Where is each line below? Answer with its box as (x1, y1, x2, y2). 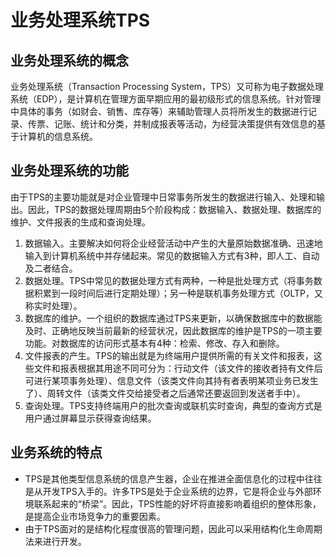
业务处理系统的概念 (10, 52, 129, 69)
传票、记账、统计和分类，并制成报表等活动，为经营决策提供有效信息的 (27, 118, 317, 130)
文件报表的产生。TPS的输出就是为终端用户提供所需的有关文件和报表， (24, 349, 314, 361)
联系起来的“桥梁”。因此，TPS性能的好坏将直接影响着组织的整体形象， (33, 497, 322, 510)
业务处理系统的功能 (10, 162, 129, 180)
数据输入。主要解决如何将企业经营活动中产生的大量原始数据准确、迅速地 (24, 237, 323, 249)
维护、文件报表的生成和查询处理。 (10, 216, 151, 228)
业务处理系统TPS (10, 9, 151, 32)
